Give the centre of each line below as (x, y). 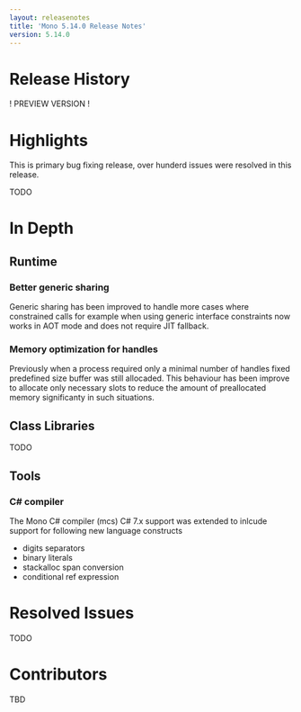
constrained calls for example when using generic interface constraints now (150, 317)
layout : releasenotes (50, 18)
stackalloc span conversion (73, 567)
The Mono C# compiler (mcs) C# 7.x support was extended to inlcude (138, 521)
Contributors (58, 675)
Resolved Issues (72, 613)
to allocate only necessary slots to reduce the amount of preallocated (138, 388)
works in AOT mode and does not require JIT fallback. (109, 326)
